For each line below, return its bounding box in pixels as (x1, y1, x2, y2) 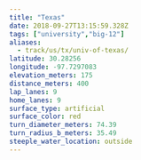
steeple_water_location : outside (9, 137, 133, 146)
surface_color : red (9, 112, 82, 121)
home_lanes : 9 (9, 95, 62, 105)
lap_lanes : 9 (9, 87, 58, 96)
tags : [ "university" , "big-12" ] (9, 29, 125, 38)
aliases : (9, 37, 42, 47)
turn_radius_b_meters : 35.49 (9, 129, 117, 138)
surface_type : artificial (9, 104, 105, 113)
